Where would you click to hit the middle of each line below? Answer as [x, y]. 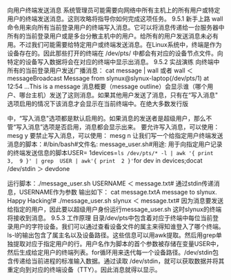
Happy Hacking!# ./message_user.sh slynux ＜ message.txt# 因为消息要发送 [115, 201]
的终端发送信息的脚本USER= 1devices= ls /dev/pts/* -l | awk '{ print [110, 153]
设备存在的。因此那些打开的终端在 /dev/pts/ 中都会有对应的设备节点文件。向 [115, 53]
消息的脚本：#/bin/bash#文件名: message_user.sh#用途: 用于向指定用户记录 [115, 144]
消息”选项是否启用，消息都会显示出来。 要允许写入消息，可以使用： [124, 127]
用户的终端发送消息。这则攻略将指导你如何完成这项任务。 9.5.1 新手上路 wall [115, 19]
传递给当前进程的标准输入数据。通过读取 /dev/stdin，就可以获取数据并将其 [119, 261]
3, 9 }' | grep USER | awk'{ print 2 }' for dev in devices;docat [105, 160]
